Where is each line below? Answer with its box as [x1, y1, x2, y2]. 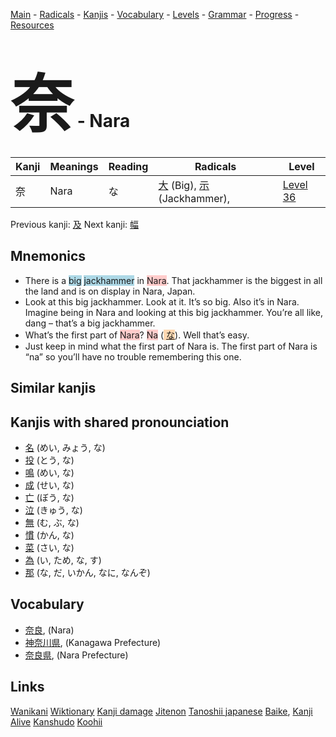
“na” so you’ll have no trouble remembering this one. [24, 350, 242, 363]
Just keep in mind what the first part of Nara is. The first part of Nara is [24, 340, 318, 352]
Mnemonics [10, 248, 87, 265]
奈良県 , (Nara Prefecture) [24, 649, 129, 661]
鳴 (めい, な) [24, 466, 75, 478]
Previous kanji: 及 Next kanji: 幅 [10, 218, 140, 230]
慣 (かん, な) [24, 529, 75, 541]
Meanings [49, 159, 99, 173]
